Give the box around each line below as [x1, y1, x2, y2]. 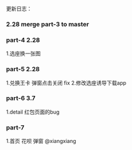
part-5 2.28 [6, 65, 40, 74]
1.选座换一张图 [6, 50, 41, 57]
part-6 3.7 [6, 94, 36, 102]
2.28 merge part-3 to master [6, 20, 89, 28]
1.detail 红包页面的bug [6, 108, 60, 115]
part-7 [6, 123, 25, 131]
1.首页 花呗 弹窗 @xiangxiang [6, 138, 76, 145]
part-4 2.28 [6, 36, 40, 44]
